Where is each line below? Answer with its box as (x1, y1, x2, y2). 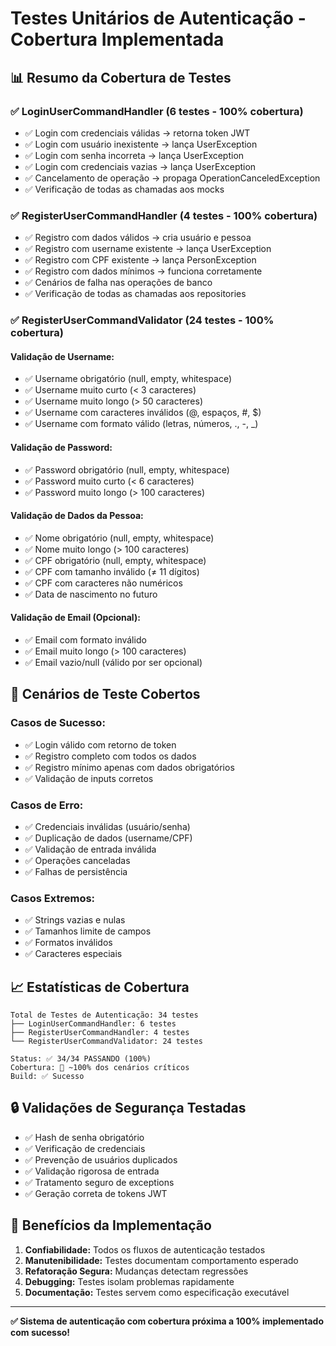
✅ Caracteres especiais (24, 948, 123, 960)
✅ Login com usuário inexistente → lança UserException (24, 138, 258, 150)
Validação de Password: (10, 441, 113, 453)
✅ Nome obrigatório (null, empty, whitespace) (24, 532, 215, 544)
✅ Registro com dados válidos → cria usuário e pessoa (24, 232, 252, 244)
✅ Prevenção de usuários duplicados (24, 1153, 178, 1166)
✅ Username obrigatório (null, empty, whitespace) (24, 373, 232, 385)
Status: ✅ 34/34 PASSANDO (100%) (10, 1054, 152, 1064)
